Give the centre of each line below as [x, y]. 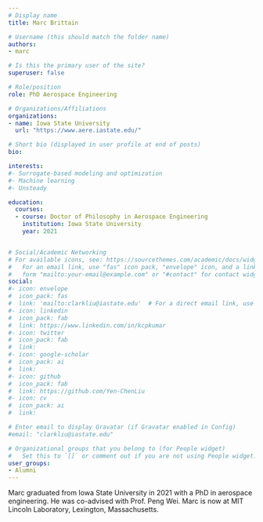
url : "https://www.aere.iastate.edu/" [79, 130]
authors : [22, 44]
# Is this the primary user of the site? [77, 66]
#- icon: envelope [38, 289]
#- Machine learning [42, 181]
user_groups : [29, 463]
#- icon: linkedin [38, 311]
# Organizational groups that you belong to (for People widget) [117, 448]
